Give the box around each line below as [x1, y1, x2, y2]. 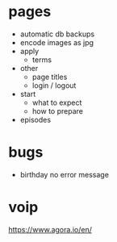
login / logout [31, 80, 77, 90]
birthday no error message [19, 169, 109, 179]
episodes [19, 115, 51, 124]
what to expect [31, 98, 82, 107]
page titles [31, 72, 68, 81]
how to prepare [31, 106, 83, 115]
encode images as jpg [19, 37, 94, 47]
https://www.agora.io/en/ [8, 224, 93, 234]
